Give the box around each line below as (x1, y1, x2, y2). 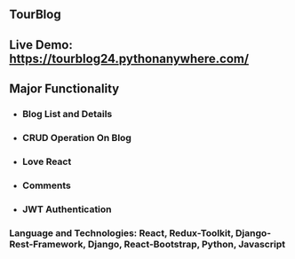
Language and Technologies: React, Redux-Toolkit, (9, 226, 234, 239)
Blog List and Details (21, 108, 113, 121)
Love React (21, 155, 72, 168)
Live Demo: (9, 37, 73, 52)
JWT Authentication (21, 203, 113, 216)
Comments (21, 179, 71, 192)
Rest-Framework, (9, 238, 86, 250)
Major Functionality (9, 82, 120, 97)
